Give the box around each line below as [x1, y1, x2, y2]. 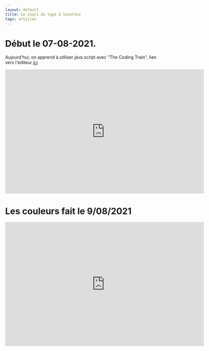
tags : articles [5, 16, 37, 21]
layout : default [5, 7, 39, 12]
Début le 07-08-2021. [5, 38, 96, 49]
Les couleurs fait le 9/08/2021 [5, 206, 132, 216]
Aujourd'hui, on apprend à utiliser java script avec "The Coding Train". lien [5, 54, 157, 60]
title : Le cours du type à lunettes [5, 12, 81, 17]
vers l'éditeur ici [5, 60, 38, 66]
